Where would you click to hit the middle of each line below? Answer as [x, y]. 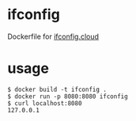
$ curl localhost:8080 [45, 103]
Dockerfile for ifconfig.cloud [53, 36]
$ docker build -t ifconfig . [57, 89]
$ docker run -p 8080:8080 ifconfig [68, 96]
